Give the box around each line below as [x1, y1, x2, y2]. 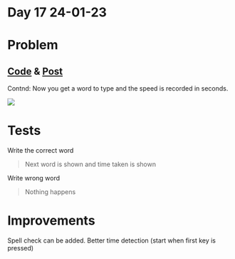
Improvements [7, 213, 95, 229]
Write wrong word [7, 174, 61, 183]
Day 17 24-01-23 [7, 4, 107, 21]
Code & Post [7, 65, 63, 77]
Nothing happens [24, 188, 76, 196]
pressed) [7, 244, 34, 253]
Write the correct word [7, 146, 74, 155]
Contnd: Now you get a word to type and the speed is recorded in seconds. [7, 84, 229, 93]
